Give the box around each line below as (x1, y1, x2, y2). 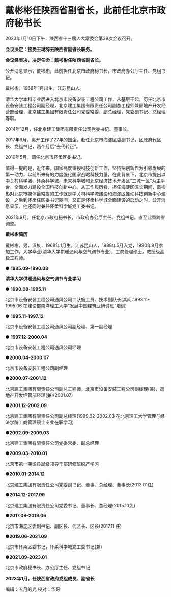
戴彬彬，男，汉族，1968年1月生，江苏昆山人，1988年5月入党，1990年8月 (5, 242, 159, 248)
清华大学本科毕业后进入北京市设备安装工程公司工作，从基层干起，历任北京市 (5, 95, 166, 102)
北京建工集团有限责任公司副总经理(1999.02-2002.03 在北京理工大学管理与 (5, 413, 161, 419)
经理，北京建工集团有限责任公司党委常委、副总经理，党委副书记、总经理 (14, 108, 166, 115)
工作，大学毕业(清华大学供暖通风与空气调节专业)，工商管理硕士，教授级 (9, 248, 160, 254)
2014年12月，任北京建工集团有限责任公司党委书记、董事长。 (5, 126, 132, 132)
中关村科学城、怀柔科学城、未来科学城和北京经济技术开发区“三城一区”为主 (5, 177, 161, 184)
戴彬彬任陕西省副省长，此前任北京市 (5, 5, 157, 16)
